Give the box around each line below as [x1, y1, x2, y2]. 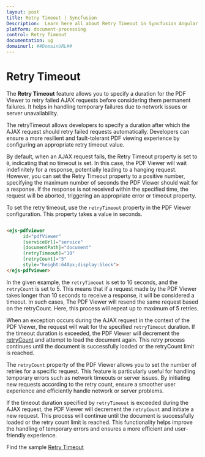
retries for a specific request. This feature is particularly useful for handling [6, 367, 196, 375]
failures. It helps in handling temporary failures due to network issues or [6, 102, 188, 110]
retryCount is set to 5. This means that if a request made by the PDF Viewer [6, 285, 197, 292]
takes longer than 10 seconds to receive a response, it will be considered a [6, 291, 195, 299]
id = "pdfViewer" [22, 233, 62, 239]
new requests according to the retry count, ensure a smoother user [6, 380, 176, 388]
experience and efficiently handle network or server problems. [6, 387, 164, 394]
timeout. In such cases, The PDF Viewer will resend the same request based [6, 298, 199, 305]
